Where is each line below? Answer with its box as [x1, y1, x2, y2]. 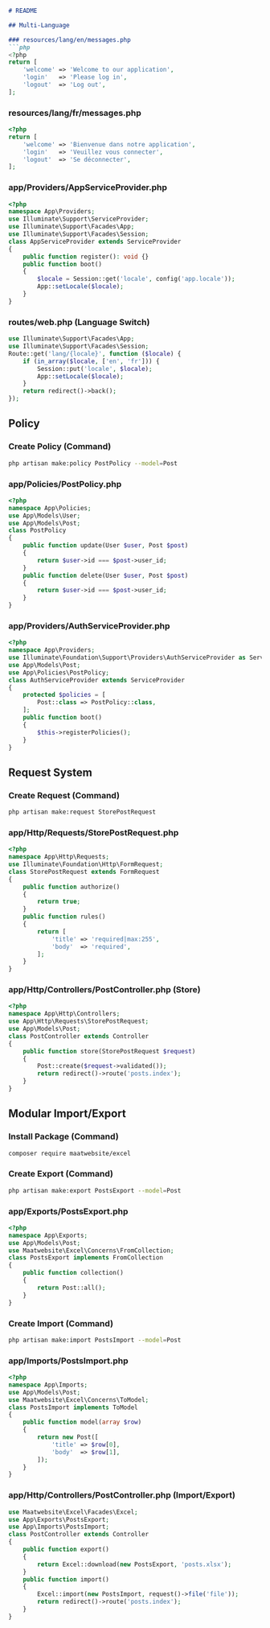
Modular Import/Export [8, 1107, 126, 1121]
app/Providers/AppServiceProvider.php [8, 182, 167, 193]
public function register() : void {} [22, 253, 149, 261]
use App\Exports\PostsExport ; [8, 1515, 110, 1523]
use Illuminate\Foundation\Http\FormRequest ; [8, 860, 163, 868]
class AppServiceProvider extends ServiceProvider [8, 237, 182, 245]
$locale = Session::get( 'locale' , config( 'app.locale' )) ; [37, 275, 235, 283]
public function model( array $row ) [22, 1418, 142, 1427]
